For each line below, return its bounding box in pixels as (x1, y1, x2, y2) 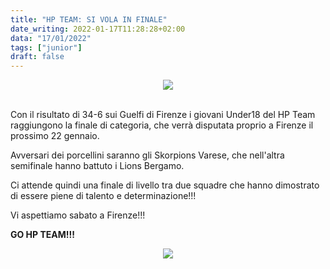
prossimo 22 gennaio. (10, 130, 100, 142)
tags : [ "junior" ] (10, 42, 83, 53)
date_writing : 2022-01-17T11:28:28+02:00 (10, 24, 186, 34)
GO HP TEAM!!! (10, 229, 75, 241)
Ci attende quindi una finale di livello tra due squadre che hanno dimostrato (10, 179, 320, 191)
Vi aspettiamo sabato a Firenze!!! (10, 209, 146, 221)
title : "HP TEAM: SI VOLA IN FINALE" (10, 14, 168, 25)
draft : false (10, 52, 65, 62)
